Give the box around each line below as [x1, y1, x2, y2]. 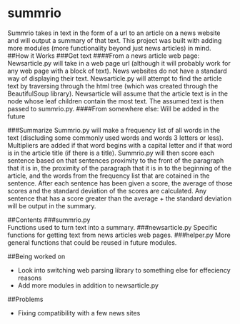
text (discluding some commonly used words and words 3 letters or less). [7, 133, 224, 142]
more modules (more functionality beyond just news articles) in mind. [7, 44, 211, 52]
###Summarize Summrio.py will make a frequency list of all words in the [7, 126, 220, 134]
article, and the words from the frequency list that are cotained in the [7, 171, 210, 180]
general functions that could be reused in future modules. [7, 238, 177, 247]
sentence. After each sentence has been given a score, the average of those [7, 178, 233, 187]
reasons [17, 273, 42, 282]
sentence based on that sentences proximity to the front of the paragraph [7, 156, 224, 165]
